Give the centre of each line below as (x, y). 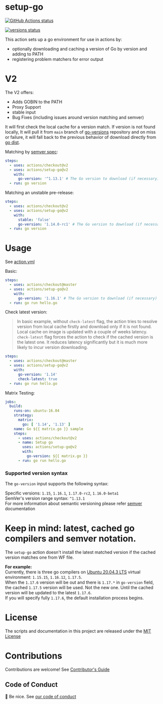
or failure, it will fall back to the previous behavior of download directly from (81, 137)
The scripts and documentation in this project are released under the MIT (78, 631)
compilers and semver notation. (71, 539)
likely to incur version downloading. (52, 347)
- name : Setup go (35, 442)
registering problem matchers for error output (57, 59)
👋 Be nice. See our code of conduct (41, 696)
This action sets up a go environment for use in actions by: (64, 39)
